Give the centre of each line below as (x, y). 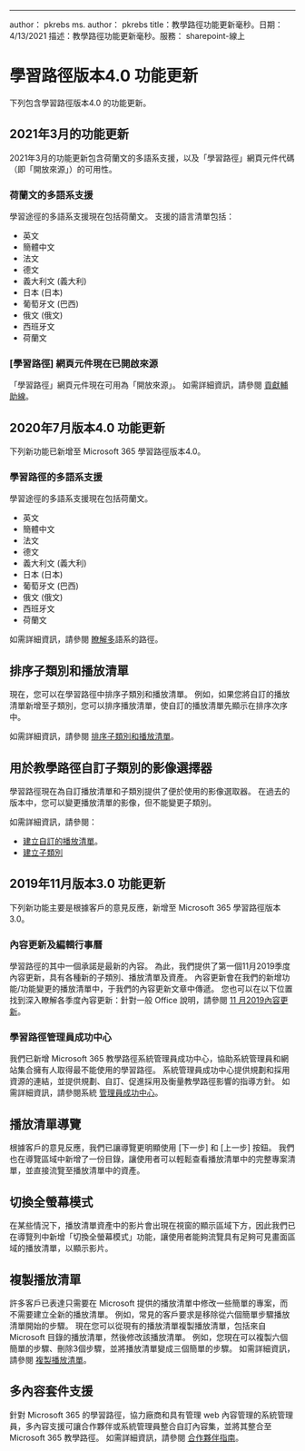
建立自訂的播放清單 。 (62, 842)
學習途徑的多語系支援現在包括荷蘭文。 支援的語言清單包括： (122, 217)
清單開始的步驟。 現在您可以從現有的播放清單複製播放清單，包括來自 (138, 1326)
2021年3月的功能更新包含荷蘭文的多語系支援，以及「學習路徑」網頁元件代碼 (152, 158)
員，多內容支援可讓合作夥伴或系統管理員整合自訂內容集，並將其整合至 (141, 1426)
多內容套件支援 (51, 1392)
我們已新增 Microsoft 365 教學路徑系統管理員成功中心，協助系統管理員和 (145, 1059)
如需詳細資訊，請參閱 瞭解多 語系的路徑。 (86, 639)
